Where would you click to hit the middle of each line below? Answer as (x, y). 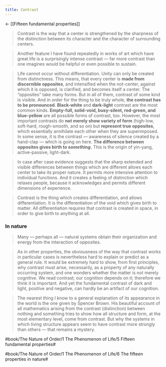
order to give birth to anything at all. (54, 213)
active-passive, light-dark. (44, 152)
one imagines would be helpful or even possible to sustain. (77, 64)
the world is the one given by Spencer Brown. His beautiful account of (89, 303)
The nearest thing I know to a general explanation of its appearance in (88, 298)
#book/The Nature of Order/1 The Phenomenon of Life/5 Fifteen (70, 339)
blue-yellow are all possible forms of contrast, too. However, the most (89, 115)
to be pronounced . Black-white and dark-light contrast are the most (87, 105)
